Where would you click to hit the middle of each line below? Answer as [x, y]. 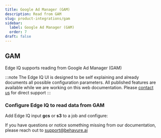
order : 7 [18, 32]
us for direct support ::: [28, 92]
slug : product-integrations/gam [37, 18]
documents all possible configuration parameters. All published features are [80, 82]
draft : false [18, 37]
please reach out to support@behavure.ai [46, 130]
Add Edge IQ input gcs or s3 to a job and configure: [57, 115]
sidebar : [14, 23]
